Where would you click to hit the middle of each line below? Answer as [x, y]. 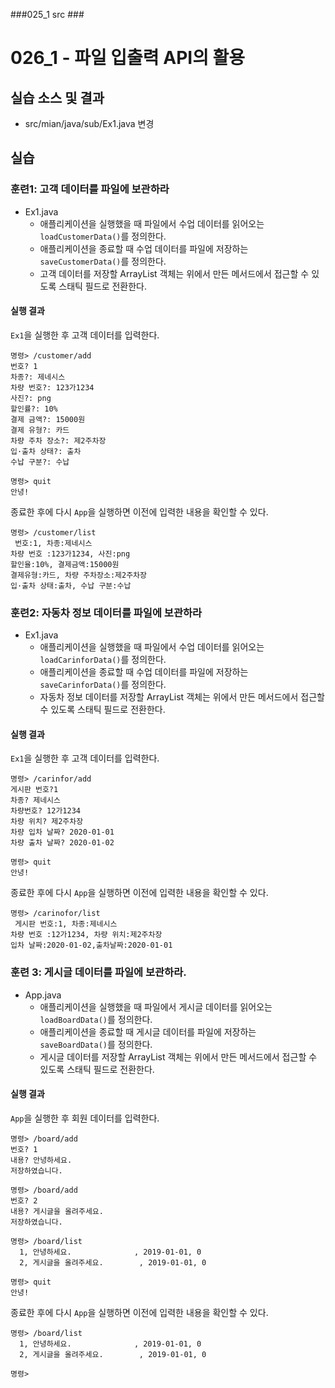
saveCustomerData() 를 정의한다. [103, 261]
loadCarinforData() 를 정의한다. [103, 660]
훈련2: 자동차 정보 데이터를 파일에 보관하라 [106, 612]
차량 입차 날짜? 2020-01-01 [62, 832]
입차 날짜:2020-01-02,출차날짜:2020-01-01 [91, 945]
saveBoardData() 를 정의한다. [96, 1044]
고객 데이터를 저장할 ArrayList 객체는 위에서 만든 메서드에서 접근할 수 [174, 273]
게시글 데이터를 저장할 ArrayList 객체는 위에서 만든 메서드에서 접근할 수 [178, 1056]
